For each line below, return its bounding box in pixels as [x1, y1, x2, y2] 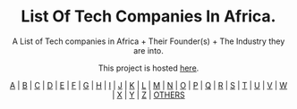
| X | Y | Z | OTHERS [111, 89, 186, 100]
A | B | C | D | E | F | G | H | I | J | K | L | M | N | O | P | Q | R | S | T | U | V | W [9, 80, 288, 90]
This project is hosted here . [98, 63, 199, 73]
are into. [133, 45, 164, 55]
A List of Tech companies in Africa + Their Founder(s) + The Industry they [12, 36, 285, 46]
